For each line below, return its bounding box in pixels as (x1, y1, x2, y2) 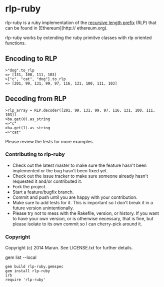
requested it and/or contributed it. (12, 178, 82, 184)
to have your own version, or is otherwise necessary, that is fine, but (12, 215, 153, 221)
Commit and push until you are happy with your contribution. (12, 194, 137, 200)
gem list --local (5, 254, 36, 260)
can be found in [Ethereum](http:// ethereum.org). (5, 25, 108, 31)
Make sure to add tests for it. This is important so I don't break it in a (12, 199, 153, 205)
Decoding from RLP (5, 95, 66, 103)
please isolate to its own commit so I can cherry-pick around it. (12, 221, 142, 227)
